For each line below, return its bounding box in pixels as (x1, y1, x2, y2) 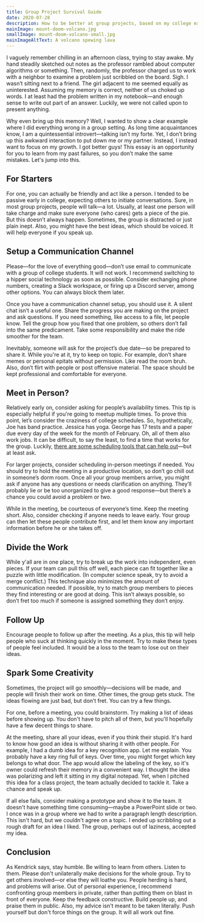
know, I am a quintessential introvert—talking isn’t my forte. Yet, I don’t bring (6, 130, 197, 138)
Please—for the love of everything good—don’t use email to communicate (6, 262, 191, 270)
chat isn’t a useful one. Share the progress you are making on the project (6, 307, 189, 314)
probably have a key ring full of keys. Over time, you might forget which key (6, 753, 195, 760)
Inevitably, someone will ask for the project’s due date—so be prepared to (6, 344, 191, 352)
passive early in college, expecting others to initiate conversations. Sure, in (6, 196, 194, 204)
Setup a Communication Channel (6, 246, 134, 257)
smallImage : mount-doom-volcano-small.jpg (6, 32, 115, 38)
